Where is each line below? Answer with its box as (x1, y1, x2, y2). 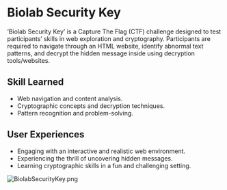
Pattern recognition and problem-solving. (16, 109, 133, 117)
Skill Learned (7, 77, 64, 88)
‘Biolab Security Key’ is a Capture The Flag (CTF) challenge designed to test (7, 27, 222, 36)
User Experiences (7, 128, 85, 141)
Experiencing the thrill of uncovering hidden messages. (16, 154, 173, 162)
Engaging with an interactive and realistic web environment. (16, 147, 186, 155)
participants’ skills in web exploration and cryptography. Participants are (7, 34, 211, 42)
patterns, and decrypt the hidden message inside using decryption (7, 49, 195, 57)
